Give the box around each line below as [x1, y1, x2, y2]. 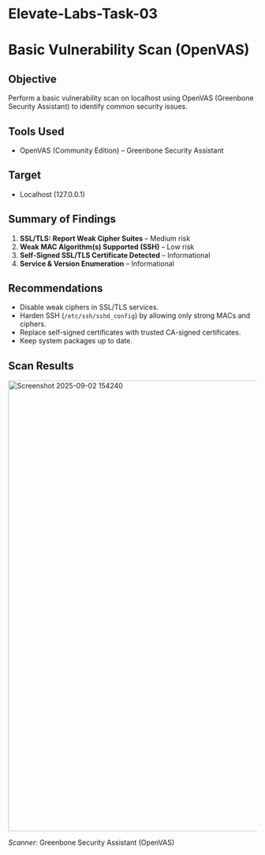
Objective [8, 72, 58, 85]
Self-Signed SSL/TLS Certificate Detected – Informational [19, 250, 211, 259]
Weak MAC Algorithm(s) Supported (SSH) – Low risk [19, 242, 195, 252]
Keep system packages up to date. [19, 336, 132, 346]
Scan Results [8, 359, 74, 373]
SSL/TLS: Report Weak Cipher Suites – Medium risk [19, 233, 191, 243]
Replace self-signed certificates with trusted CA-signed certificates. [19, 327, 241, 337]
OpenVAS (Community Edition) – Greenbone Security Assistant [19, 146, 224, 155]
